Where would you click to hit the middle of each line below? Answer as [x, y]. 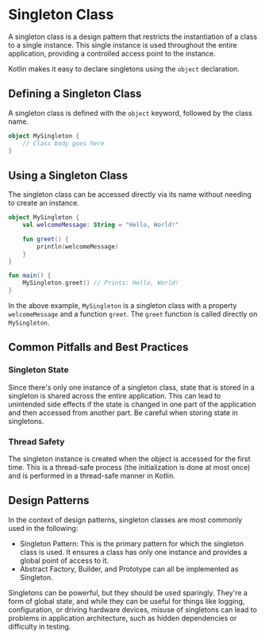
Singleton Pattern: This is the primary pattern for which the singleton [132, 543]
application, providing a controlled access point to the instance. [112, 53]
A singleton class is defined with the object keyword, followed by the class [130, 113]
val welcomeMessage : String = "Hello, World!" [101, 225]
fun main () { [30, 275]
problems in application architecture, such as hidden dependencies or [123, 618]
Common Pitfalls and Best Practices [98, 347]
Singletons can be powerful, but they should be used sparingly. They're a [128, 592]
